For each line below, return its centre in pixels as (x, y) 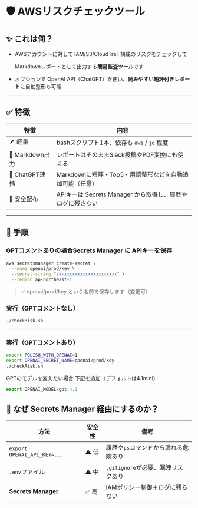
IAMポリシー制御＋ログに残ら (147, 487)
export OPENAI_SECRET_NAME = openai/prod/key (60, 361)
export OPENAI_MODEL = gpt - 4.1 (42, 390)
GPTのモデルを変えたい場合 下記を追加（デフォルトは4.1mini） (82, 378)
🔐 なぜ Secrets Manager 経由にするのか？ (82, 409)
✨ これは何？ (30, 39)
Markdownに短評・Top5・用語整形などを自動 (120, 174)
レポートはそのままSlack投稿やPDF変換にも (117, 154)
